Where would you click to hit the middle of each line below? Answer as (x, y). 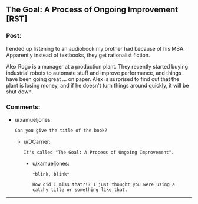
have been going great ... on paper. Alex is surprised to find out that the (93, 79)
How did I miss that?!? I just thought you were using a (103, 184)
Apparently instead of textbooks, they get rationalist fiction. (78, 55)
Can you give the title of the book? (61, 130)
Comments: (23, 107)
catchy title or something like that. (80, 190)
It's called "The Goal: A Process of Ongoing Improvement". (99, 152)
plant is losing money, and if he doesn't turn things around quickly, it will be (98, 85)
